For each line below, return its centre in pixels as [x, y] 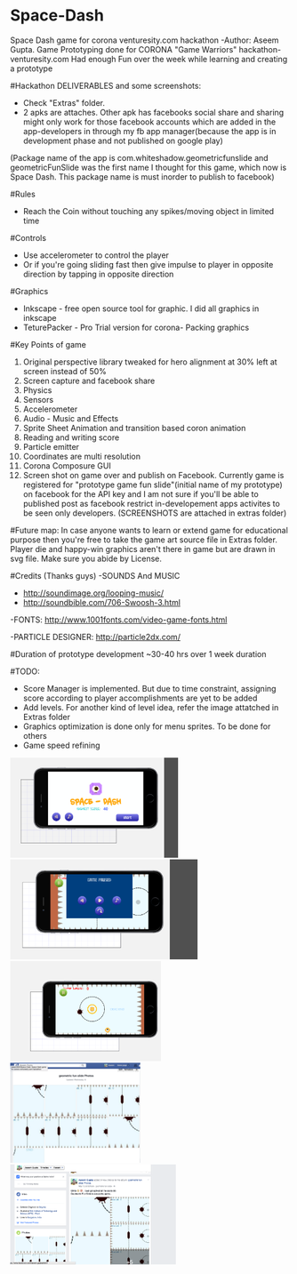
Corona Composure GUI [67, 465]
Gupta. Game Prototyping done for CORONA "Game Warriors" [124, 49]
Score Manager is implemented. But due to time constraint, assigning [149, 688]
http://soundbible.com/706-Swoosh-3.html [102, 602]
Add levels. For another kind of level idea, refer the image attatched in [151, 707]
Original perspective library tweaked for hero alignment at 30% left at [150, 362]
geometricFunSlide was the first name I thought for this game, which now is [148, 167]
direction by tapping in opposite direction [98, 274]
